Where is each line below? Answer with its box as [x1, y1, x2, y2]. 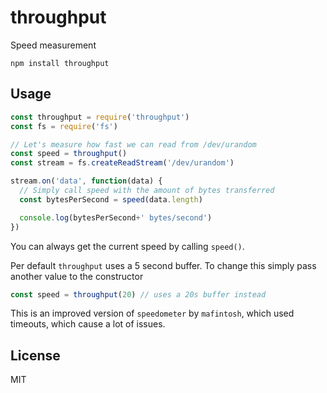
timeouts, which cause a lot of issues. [10, 318, 166, 330]
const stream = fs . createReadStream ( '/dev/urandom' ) [10, 158, 235, 168]
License [10, 347, 61, 364]
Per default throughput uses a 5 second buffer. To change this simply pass [10, 259, 317, 271]
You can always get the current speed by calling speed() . [10, 240, 245, 252]
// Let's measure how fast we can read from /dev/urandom [10, 139, 257, 150]
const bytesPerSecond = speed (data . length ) [19, 194, 203, 205]
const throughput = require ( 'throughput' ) [10, 112, 190, 122]
